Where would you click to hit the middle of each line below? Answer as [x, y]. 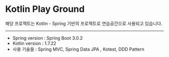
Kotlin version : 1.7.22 [34, 43]
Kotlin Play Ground [45, 9]
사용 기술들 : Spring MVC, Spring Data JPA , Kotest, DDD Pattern [78, 49]
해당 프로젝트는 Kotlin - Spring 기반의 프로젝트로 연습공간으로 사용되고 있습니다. [84, 23]
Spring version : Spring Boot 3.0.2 [48, 38]
